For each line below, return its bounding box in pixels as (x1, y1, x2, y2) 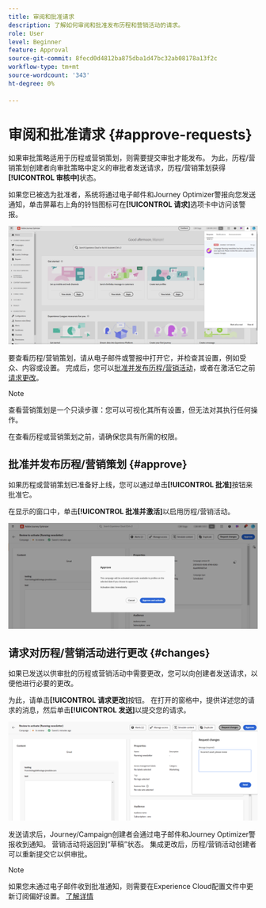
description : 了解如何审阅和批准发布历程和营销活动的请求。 (8, 21, 184, 29)
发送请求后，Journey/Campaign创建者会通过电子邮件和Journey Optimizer (8, 830, 249, 839)
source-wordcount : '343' (8, 71, 90, 79)
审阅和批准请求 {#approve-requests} (8, 125, 253, 143)
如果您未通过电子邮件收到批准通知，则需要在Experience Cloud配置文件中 (8, 882, 247, 891)
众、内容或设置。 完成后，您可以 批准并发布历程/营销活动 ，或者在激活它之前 (8, 363, 256, 372)
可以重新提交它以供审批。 (8, 849, 92, 859)
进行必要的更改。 (21, 678, 78, 689)
